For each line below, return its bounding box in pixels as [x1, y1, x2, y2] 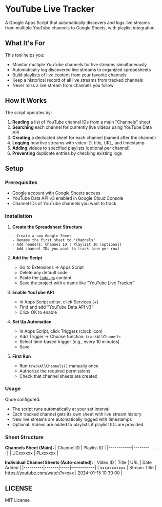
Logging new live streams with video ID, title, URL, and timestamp [12, 139, 145, 145]
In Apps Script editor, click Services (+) [19, 299, 99, 304]
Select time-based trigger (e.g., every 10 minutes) [19, 339, 120, 345]
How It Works [5, 96, 47, 105]
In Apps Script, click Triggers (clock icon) [19, 328, 103, 334]
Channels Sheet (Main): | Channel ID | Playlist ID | [5, 445, 106, 451]
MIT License [5, 497, 30, 503]
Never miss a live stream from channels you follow [12, 82, 114, 88]
